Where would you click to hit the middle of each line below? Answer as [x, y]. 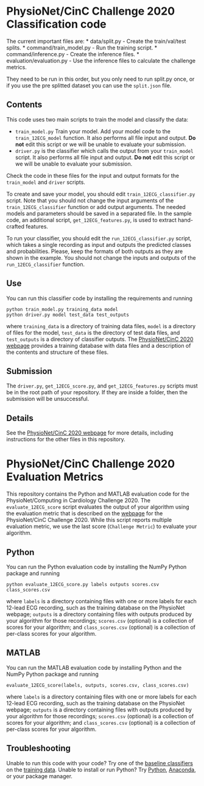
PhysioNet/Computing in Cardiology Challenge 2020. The [79, 501]
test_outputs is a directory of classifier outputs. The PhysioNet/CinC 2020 [100, 339]
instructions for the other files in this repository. [66, 439]
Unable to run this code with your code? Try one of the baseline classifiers [100, 763]
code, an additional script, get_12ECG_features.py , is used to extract [91, 220]
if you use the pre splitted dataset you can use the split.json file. [89, 85]
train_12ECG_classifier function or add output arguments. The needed [96, 207]
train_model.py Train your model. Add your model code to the [93, 131]
